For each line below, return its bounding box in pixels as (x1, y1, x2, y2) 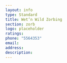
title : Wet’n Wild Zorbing (5, 17, 62, 22)
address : (5, 45, 24, 50)
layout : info (5, 7, 33, 13)
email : (5, 41, 19, 46)
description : (5, 50, 33, 55)
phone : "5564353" (5, 36, 42, 41)
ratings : (5, 31, 24, 36)
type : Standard (5, 12, 38, 17)
